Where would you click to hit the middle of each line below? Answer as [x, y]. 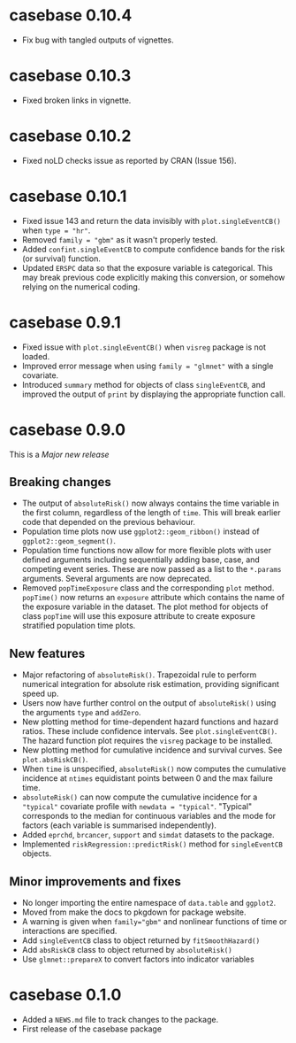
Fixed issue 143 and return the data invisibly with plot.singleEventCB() [151, 220]
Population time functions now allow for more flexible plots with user [147, 551]
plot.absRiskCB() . [55, 760]
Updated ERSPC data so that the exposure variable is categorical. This [148, 267]
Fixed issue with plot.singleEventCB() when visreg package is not [144, 347]
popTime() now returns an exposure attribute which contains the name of [153, 598]
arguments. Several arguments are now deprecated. [117, 579]
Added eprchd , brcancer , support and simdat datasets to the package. [148, 835]
